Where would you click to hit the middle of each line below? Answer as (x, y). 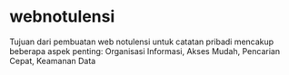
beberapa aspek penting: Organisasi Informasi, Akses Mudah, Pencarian (144, 51)
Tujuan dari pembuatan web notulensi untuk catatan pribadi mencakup (142, 42)
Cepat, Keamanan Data (53, 61)
